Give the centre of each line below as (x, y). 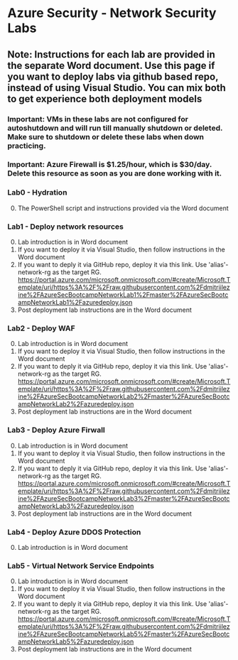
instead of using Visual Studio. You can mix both (117, 88)
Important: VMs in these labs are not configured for (98, 119)
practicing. (27, 146)
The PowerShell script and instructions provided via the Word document (123, 208)
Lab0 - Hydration (37, 193)
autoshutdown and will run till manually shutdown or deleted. (115, 128)
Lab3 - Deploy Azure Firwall (56, 430)
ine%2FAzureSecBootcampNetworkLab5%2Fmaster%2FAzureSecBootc (124, 634)
